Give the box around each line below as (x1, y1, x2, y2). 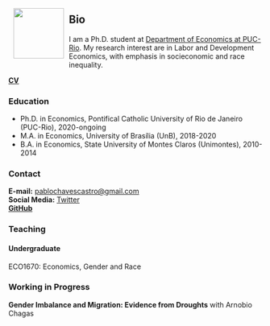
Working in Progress (8, 282, 90, 293)
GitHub (8, 204, 33, 213)
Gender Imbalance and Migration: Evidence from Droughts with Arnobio (8, 299, 252, 309)
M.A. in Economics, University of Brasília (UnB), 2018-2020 (19, 131, 217, 141)
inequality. (69, 60, 103, 69)
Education (8, 95, 50, 106)
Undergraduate (8, 243, 60, 253)
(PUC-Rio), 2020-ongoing (19, 122, 106, 132)
